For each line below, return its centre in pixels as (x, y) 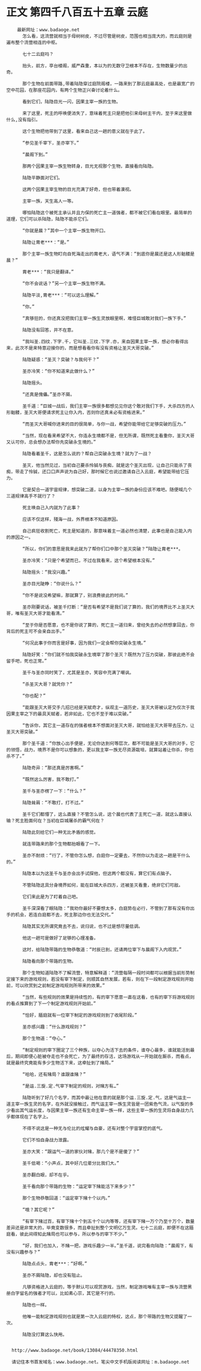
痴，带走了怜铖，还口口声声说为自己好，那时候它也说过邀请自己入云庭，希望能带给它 (95, 471)
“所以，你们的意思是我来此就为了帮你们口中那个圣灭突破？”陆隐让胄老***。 (103, 549)
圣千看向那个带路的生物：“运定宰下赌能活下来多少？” (78, 1186)
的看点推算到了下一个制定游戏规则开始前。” (51, 1003)
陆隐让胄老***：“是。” (46, 242)
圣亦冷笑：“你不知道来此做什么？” (58, 371)
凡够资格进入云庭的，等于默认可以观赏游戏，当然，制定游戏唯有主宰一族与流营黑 (107, 1287)
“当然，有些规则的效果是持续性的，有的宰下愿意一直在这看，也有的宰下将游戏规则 (108, 997)
